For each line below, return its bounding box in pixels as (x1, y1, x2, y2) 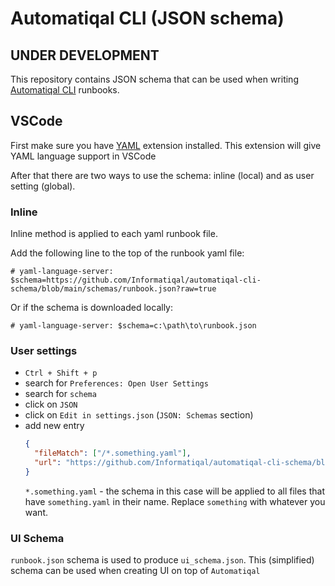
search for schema (24, 388, 97, 400)
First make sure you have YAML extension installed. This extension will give (10, 139, 322, 151)
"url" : (34, 458, 62, 468)
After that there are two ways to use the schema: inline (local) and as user (10, 169, 315, 181)
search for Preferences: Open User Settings (24, 377, 209, 389)
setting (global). (10, 180, 76, 192)
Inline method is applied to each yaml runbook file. (10, 228, 218, 240)
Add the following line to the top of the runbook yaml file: (10, 247, 245, 259)
